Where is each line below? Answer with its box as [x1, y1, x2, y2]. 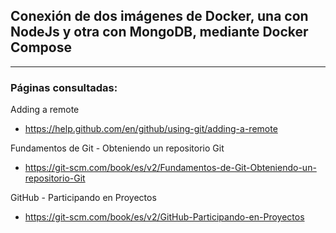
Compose [10, 39, 72, 56]
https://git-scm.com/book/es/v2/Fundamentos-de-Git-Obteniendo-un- [24, 162, 317, 174]
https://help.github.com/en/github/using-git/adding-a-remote [24, 123, 278, 135]
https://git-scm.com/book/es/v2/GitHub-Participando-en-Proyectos [24, 211, 305, 223]
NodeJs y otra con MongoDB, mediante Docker [10, 24, 309, 41]
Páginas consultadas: [10, 80, 118, 94]
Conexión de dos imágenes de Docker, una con [10, 8, 309, 25]
